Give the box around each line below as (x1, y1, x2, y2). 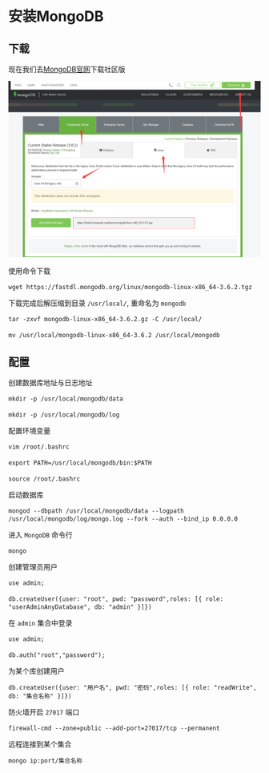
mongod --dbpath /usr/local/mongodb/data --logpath (8, 507, 184, 515)
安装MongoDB (8, 7, 104, 26)
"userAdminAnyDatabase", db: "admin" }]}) (8, 603, 152, 611)
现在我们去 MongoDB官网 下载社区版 (8, 65, 126, 74)
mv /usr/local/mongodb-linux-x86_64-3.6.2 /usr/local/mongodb (8, 332, 220, 340)
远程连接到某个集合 (8, 739, 72, 749)
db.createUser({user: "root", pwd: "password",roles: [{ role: (8, 595, 224, 603)
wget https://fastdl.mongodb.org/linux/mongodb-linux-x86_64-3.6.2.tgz (8, 284, 252, 292)
